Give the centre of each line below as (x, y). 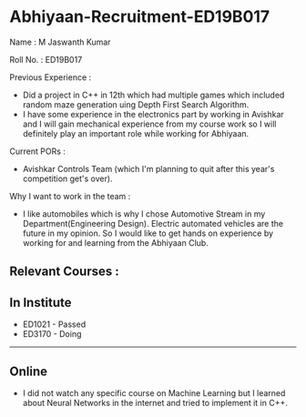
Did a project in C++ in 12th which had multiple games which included (153, 95)
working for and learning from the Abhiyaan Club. (116, 242)
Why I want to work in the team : (70, 196)
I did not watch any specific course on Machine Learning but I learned (154, 392)
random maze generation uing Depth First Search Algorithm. (136, 104)
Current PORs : (37, 151)
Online (29, 371)
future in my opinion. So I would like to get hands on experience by (148, 233)
